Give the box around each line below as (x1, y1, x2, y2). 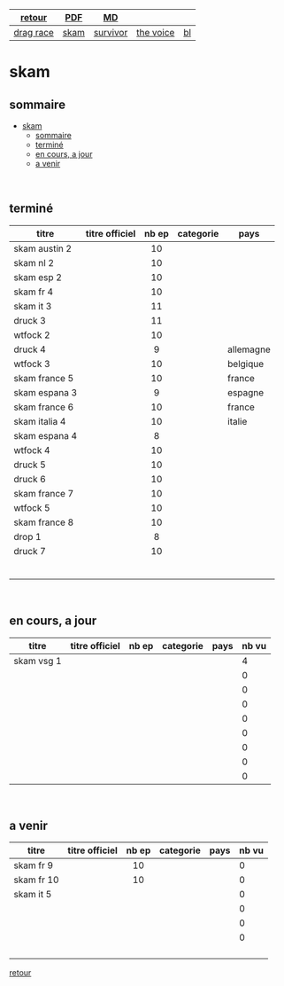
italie (226, 415, 248, 427)
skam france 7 (13, 487, 74, 499)
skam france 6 (13, 401, 74, 413)
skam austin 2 (13, 242, 73, 254)
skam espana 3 (13, 386, 78, 398)
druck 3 (13, 314, 46, 326)
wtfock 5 (13, 501, 50, 513)
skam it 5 (13, 888, 52, 901)
